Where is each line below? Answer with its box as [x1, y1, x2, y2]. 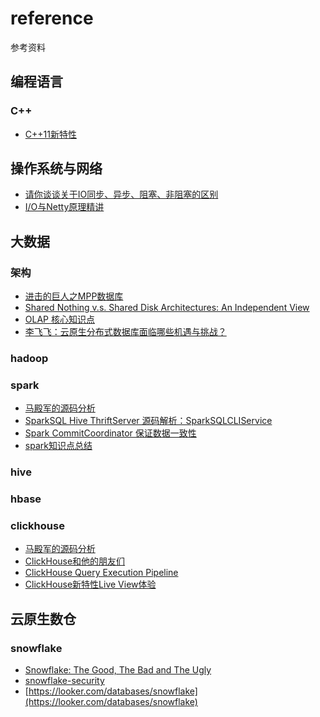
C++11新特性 [24, 128, 77, 140]
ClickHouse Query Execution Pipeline [24, 567, 179, 579]
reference [10, 7, 94, 30]
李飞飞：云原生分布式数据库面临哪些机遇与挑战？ [24, 326, 227, 338]
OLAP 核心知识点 [24, 313, 95, 326]
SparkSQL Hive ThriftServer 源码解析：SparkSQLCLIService [24, 415, 273, 427]
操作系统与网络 [10, 160, 103, 177]
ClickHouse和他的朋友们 [24, 555, 126, 567]
